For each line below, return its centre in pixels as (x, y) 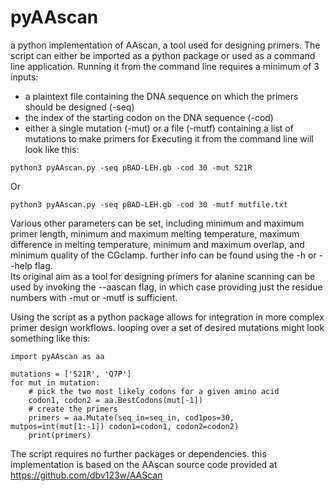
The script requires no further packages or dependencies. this (138, 453)
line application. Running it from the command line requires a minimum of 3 (165, 66)
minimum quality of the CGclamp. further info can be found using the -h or (163, 255)
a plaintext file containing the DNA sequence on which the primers (161, 96)
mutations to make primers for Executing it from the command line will (169, 138)
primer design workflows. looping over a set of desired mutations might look (167, 327)
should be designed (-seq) (79, 107)
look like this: (52, 149)
